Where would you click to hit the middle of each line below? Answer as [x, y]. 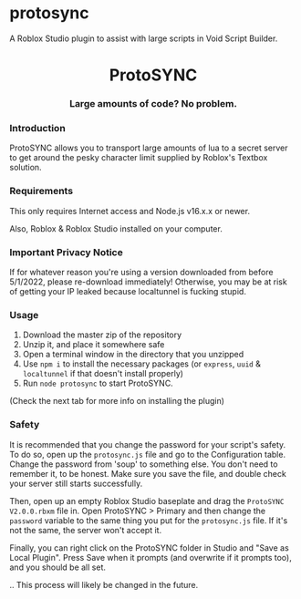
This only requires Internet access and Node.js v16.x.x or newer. [130, 211]
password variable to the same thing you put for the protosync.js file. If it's [149, 520]
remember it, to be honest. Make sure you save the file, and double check [148, 473]
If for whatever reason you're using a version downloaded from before [141, 272]
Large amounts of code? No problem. [153, 104]
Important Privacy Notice [66, 252]
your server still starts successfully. [76, 483]
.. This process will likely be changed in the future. [104, 584]
